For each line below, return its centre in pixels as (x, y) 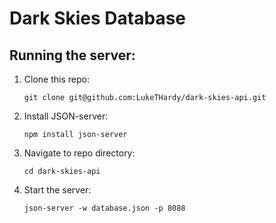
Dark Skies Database (98, 18)
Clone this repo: (56, 79)
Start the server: (57, 190)
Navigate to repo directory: (79, 153)
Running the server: (72, 55)
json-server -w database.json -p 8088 (104, 208)
